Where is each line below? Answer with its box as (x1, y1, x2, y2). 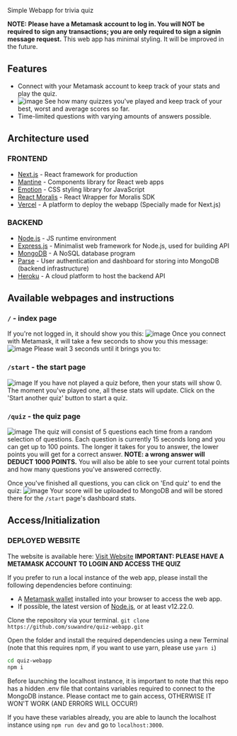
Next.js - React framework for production (17, 170, 138, 178)
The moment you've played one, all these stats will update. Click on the (7, 386, 215, 395)
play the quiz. (17, 89, 58, 98)
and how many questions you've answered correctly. (7, 465, 161, 474)
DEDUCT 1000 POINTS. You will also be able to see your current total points (7, 458, 230, 466)
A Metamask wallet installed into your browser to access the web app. (17, 594, 222, 603)
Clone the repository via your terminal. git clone (7, 615, 150, 624)
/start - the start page (7, 362, 86, 372)
